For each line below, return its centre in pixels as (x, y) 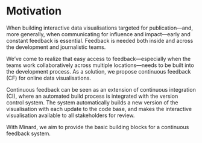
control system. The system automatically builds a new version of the (92, 102)
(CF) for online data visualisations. (49, 78)
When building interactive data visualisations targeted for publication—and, (99, 28)
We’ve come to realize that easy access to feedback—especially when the (99, 59)
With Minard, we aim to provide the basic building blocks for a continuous (98, 127)
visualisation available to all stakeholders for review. (71, 115)
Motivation (34, 11)
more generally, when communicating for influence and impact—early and (99, 34)
